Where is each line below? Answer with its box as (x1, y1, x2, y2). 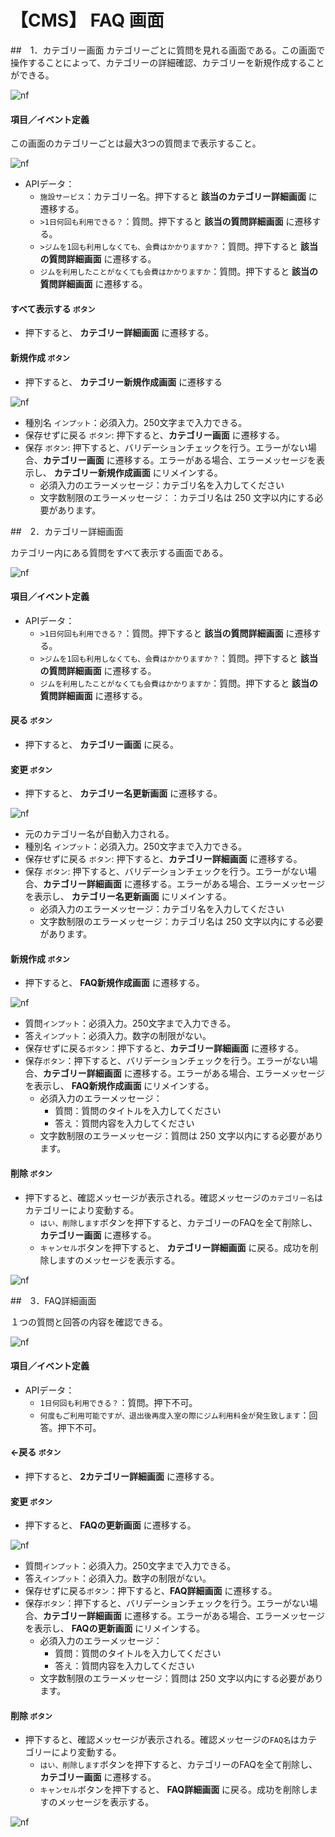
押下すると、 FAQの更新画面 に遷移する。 (24, 1519, 197, 1531)
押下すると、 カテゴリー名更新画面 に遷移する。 (24, 787, 223, 800)
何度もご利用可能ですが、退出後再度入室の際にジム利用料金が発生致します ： (39, 1409, 310, 1421)
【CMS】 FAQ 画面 (10, 9, 165, 32)
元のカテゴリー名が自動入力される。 (24, 828, 175, 840)
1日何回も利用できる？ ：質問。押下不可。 (39, 1396, 198, 1408)
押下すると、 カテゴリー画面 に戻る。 (24, 738, 180, 750)
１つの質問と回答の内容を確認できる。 (10, 1316, 168, 1328)
